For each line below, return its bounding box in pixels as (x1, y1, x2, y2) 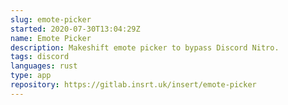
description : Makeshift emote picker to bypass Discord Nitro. (10, 42, 280, 53)
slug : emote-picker (10, 14, 92, 25)
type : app (10, 71, 52, 81)
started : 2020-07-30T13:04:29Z (10, 24, 141, 34)
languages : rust (10, 61, 78, 71)
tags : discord (10, 52, 70, 62)
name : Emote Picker (10, 33, 92, 43)
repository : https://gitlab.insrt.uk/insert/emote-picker (10, 80, 257, 90)
